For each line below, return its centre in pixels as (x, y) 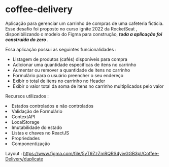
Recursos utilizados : (27, 96)
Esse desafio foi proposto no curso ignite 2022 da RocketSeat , (71, 28)
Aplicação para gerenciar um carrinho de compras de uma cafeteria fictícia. (84, 23)
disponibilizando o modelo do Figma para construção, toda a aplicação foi (84, 34)
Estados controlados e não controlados (53, 106)
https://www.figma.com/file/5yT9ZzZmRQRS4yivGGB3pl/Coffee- (91, 153)
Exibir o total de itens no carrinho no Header (59, 81)
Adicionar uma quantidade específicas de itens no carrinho (74, 64)
